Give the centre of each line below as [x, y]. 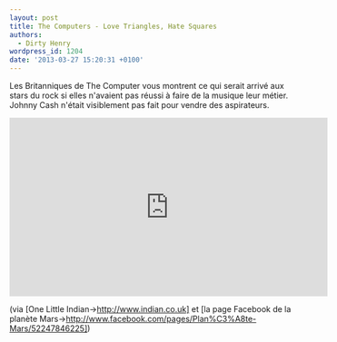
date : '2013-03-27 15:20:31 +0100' [77, 60]
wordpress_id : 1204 [46, 52]
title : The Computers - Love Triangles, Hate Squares [114, 26]
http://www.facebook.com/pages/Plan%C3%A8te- [161, 319]
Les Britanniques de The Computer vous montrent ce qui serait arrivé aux [147, 86]
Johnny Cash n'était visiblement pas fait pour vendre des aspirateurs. [139, 105]
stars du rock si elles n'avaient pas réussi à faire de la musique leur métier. [149, 95]
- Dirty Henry [44, 43]
